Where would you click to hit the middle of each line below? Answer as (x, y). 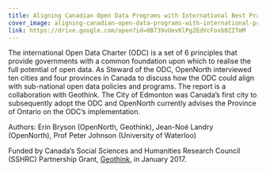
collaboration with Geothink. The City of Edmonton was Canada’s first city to (133, 95)
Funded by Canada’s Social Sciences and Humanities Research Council (124, 151)
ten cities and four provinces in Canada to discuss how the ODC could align (131, 78)
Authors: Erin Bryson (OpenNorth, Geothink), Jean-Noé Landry (111, 127)
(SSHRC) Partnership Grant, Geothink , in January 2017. (97, 159)
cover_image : (30, 23)
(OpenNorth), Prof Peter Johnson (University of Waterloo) (102, 136)
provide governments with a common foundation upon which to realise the (130, 61)
